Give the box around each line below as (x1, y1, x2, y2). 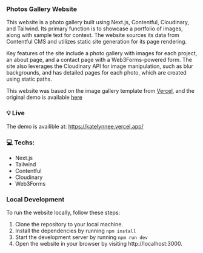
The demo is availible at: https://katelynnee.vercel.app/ (6, 123, 144, 130)
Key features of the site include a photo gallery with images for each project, (6, 50, 198, 57)
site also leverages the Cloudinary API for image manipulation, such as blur (6, 62, 194, 70)
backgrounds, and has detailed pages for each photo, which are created (6, 69, 187, 76)
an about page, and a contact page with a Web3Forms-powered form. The (6, 56, 193, 64)
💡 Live (6, 109, 25, 117)
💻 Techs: (6, 138, 35, 147)
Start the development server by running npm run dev (15, 234, 148, 241)
